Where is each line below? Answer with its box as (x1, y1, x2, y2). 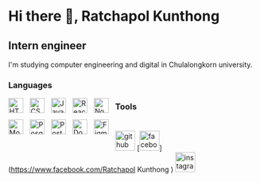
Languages (8, 79, 53, 91)
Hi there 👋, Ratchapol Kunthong (8, 7, 220, 25)
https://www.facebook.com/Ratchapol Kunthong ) (10, 165, 174, 174)
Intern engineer (8, 39, 87, 52)
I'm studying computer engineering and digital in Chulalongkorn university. (8, 60, 253, 69)
